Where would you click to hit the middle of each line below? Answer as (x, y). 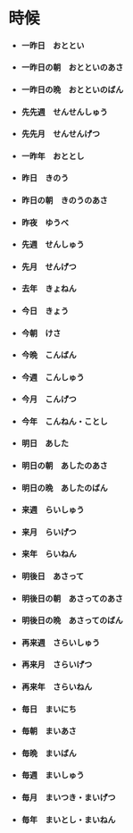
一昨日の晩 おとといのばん (72, 89)
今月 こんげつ (49, 400)
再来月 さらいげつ (57, 665)
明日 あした (45, 443)
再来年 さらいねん (57, 686)
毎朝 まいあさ (49, 731)
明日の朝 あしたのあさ (64, 466)
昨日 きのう (45, 178)
